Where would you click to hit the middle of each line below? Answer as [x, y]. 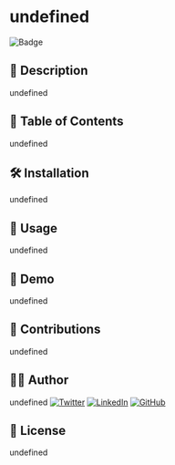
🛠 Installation [49, 173]
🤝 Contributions [55, 330]
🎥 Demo [32, 279]
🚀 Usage [33, 228]
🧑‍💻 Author [39, 380]
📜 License [38, 431]
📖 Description [49, 71]
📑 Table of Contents [67, 122]
